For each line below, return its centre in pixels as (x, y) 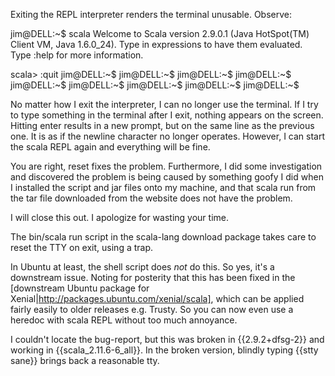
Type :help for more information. (77, 55)
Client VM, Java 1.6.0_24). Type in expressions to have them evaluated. (156, 44)
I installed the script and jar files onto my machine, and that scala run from (163, 187)
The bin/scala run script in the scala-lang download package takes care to (163, 237)
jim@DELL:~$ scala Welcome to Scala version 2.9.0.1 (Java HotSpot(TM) (160, 33)
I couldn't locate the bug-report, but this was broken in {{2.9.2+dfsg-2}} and (167, 339)
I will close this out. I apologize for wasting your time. (120, 217)
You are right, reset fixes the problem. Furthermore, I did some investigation (166, 166)
